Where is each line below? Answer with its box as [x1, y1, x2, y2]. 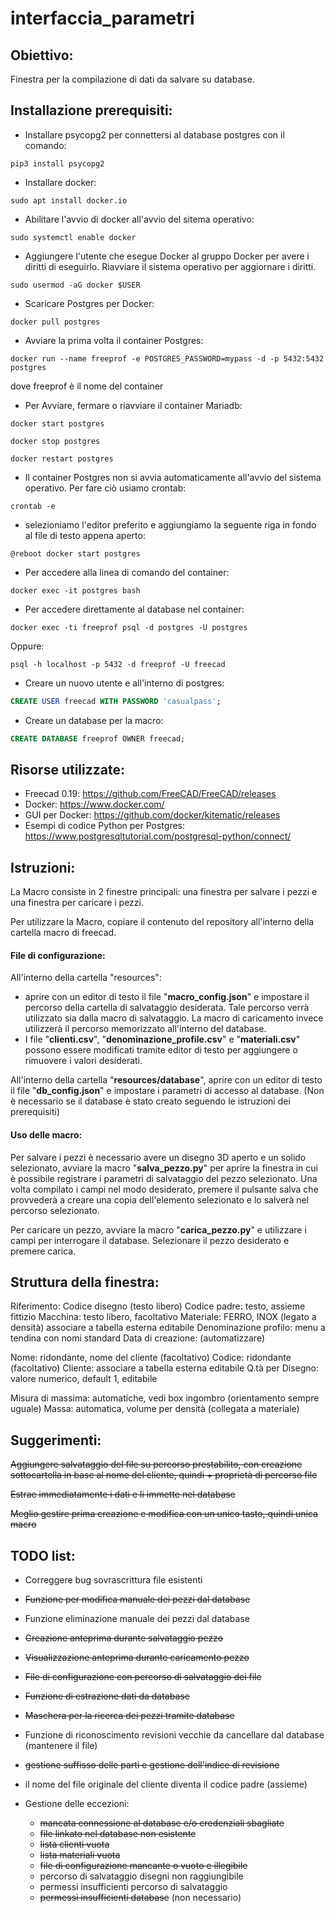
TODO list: [10, 1547, 76, 1564]
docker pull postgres [10, 317, 101, 327]
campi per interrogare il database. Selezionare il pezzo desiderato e [10, 1234, 290, 1246]
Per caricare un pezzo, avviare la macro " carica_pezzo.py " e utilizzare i [10, 1223, 307, 1236]
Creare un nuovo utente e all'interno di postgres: [24, 677, 225, 689]
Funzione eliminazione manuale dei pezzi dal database [24, 1613, 250, 1625]
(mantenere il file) [24, 1740, 98, 1752]
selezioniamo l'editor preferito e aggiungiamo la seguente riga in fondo [24, 518, 317, 531]
